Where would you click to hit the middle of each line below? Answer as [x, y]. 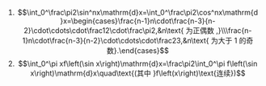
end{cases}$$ [145, 51]
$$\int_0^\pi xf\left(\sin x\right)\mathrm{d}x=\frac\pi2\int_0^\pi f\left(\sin [138, 63]
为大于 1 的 [228, 41]
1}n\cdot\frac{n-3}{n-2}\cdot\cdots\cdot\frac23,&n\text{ [116, 41]
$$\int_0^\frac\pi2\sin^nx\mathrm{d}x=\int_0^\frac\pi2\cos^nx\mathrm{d [138, 12]
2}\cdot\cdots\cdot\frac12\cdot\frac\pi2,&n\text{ [104, 31]
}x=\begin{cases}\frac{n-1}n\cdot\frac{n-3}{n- [138, 21]
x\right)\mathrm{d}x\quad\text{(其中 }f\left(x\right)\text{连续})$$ [138, 73]
